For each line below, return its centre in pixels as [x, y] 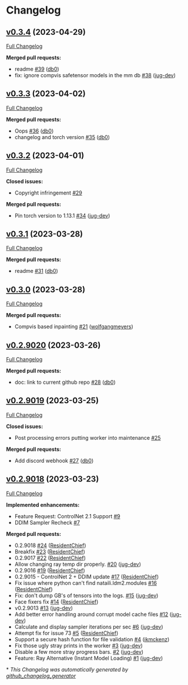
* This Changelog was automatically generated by [67, 669]
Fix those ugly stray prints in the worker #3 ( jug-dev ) [78, 646]
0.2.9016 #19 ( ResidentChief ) [50, 570]
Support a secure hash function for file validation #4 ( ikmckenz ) [92, 639]
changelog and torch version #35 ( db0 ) [62, 137]
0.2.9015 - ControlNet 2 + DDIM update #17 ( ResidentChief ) [87, 577]
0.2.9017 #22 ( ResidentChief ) [50, 558]
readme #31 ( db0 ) [36, 271]
